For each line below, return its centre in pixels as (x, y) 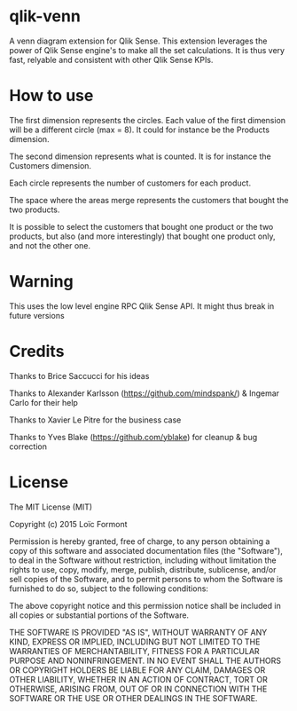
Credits (37, 352)
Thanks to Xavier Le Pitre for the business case (95, 420)
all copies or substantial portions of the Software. (99, 615)
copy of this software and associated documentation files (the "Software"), (146, 550)
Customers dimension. (50, 165)
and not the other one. (50, 245)
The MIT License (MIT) (51, 507)
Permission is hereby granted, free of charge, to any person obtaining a (140, 541)
